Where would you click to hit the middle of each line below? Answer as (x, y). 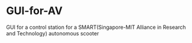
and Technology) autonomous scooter (53, 33)
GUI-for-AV (35, 11)
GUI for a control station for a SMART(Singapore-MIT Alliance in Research (96, 27)
